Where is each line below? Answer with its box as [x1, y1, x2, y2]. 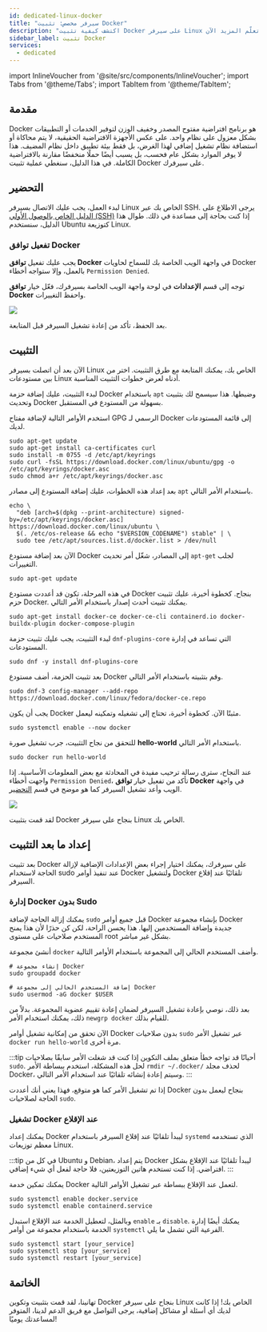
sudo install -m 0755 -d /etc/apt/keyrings [9, 451, 157, 459]
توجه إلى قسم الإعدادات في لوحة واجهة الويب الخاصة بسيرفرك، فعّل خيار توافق [9, 281, 245, 291]
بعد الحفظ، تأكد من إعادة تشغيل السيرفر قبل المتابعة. [9, 320, 167, 330]
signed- [159, 508, 185, 516]
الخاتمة [9, 1276, 41, 1290]
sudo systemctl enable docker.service [9, 1195, 138, 1203]
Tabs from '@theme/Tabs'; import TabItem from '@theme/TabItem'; [9, 79, 231, 89]
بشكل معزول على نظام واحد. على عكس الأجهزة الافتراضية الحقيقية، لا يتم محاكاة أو [9, 132, 257, 142]
